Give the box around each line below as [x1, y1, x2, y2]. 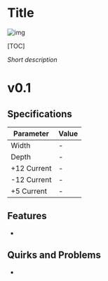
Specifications [7, 107, 72, 120]
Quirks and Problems [7, 249, 102, 261]
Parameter [13, 129, 49, 138]
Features [7, 210, 47, 222]
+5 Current [11, 186, 48, 196]
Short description [7, 55, 58, 64]
